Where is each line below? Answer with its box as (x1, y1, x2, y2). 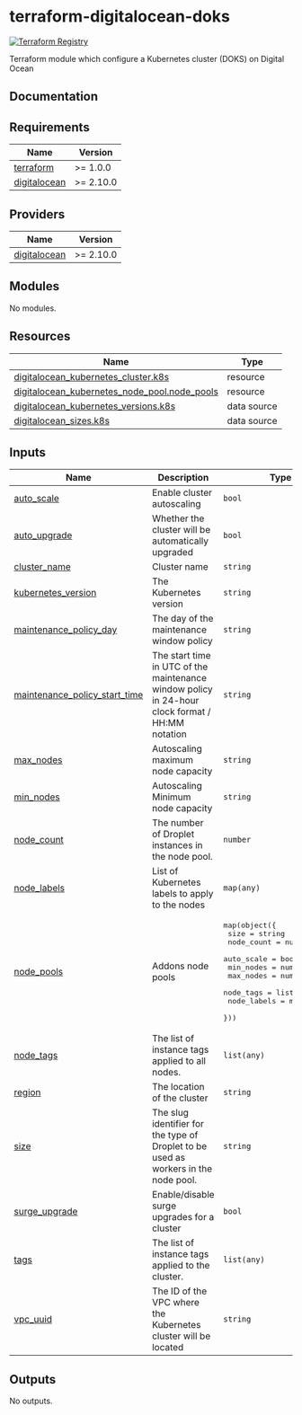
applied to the (151, 1260, 210, 1272)
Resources (9, 329, 71, 344)
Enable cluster (151, 487, 213, 500)
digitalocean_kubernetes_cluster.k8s (13, 370, 169, 383)
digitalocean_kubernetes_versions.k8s (13, 400, 176, 412)
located (151, 1341, 184, 1354)
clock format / (151, 705, 211, 718)
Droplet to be (151, 1140, 208, 1153)
